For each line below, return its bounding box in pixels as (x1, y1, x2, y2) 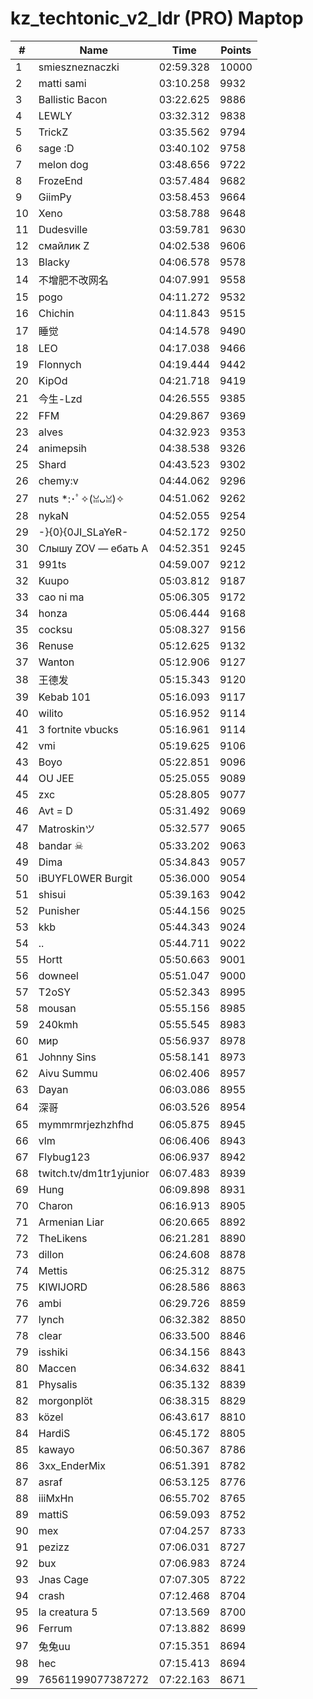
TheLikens (38, 1231, 88, 1245)
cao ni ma (38, 590, 85, 604)
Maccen (38, 1361, 77, 1375)
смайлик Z (38, 238, 90, 252)
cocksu (38, 622, 73, 636)
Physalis (38, 1377, 78, 1391)
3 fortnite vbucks (38, 722, 119, 736)
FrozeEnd (38, 173, 83, 187)
